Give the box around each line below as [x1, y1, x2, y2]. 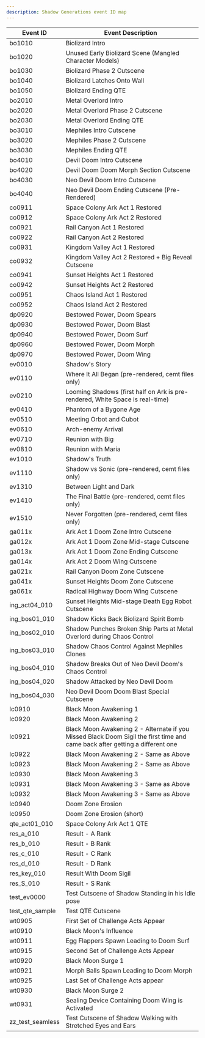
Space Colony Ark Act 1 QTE [65, 819, 148, 828]
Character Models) [65, 56, 120, 65]
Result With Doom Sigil [65, 869, 131, 878]
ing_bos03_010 [9, 646, 55, 654]
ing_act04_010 [9, 601, 53, 609]
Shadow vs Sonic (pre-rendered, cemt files [65, 464, 190, 473]
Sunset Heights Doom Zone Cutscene [65, 577, 174, 585]
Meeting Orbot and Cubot [65, 415, 139, 423]
